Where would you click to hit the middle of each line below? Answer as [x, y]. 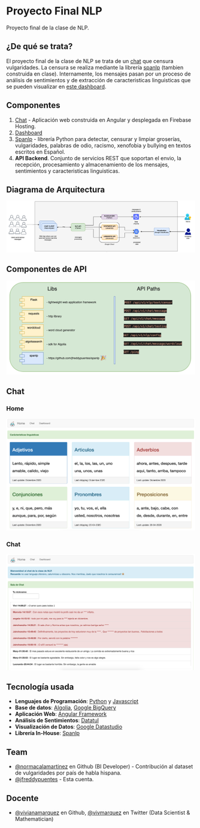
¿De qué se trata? [40, 46]
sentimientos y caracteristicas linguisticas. [67, 171]
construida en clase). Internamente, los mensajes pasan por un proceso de [99, 74]
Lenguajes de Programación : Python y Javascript [77, 701]
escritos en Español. [40, 152]
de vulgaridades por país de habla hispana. [68, 773]
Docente [22, 798]
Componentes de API [46, 269]
